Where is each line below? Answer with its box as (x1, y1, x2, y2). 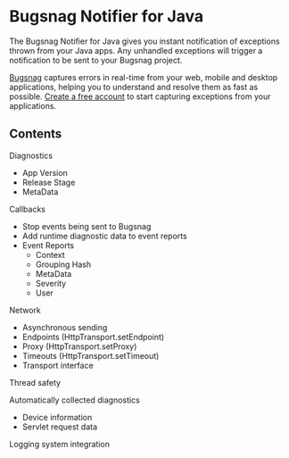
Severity (35, 278, 67, 288)
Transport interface (21, 360, 94, 371)
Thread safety (9, 377, 61, 387)
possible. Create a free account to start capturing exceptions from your (9, 91, 271, 102)
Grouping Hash (35, 259, 92, 270)
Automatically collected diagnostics (9, 395, 140, 405)
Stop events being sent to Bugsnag (21, 221, 152, 231)
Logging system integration (9, 438, 110, 449)
